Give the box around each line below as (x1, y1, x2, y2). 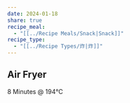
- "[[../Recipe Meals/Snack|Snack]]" (13, 29, 124, 37)
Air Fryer (7, 69, 47, 81)
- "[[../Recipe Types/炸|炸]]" (13, 43, 103, 50)
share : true (7, 17, 42, 24)
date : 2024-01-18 (7, 10, 58, 18)
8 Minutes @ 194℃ (7, 87, 63, 95)
